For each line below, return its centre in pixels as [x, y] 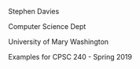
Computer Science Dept [47, 26]
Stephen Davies [34, 11]
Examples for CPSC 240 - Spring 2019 [70, 57]
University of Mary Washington [58, 42]
